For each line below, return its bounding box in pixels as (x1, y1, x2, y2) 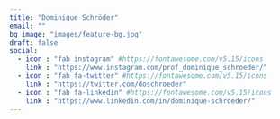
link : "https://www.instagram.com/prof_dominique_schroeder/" (25, 64, 268, 72)
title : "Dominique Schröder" (9, 13, 119, 22)
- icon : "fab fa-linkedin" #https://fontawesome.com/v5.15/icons (17, 88, 272, 97)
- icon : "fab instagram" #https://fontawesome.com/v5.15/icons (17, 55, 264, 64)
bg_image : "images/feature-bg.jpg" (9, 30, 143, 38)
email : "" (9, 21, 47, 30)
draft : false (9, 38, 59, 47)
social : (9, 47, 39, 55)
